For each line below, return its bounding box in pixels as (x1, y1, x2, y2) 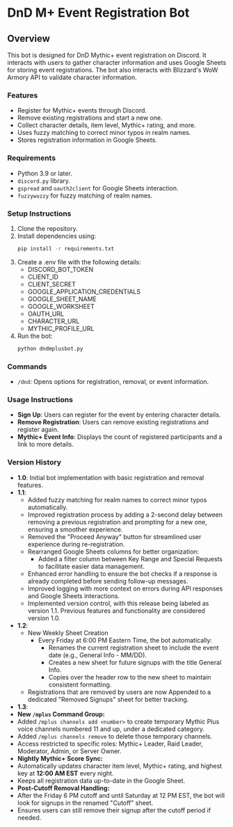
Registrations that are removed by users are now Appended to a (27, 687, 211, 696)
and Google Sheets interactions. (27, 591, 120, 600)
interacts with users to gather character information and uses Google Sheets (7, 58, 227, 67)
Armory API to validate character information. (7, 73, 137, 81)
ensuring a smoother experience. (27, 525, 123, 533)
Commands (7, 362, 47, 371)
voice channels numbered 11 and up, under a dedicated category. (17, 725, 205, 733)
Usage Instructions (7, 394, 73, 404)
